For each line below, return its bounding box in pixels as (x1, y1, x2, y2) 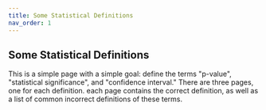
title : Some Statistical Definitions (8, 11, 134, 20)
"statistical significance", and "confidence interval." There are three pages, (8, 78, 254, 87)
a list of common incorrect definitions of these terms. (8, 94, 183, 104)
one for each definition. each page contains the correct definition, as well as (8, 86, 259, 96)
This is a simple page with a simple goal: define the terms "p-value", (8, 69, 233, 79)
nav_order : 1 (8, 19, 52, 27)
